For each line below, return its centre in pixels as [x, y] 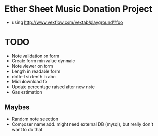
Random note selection [35, 119]
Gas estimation [27, 92]
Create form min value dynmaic [43, 61]
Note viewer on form [32, 66]
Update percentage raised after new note [53, 87]
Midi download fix [30, 81]
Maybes [17, 107]
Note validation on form [35, 56]
